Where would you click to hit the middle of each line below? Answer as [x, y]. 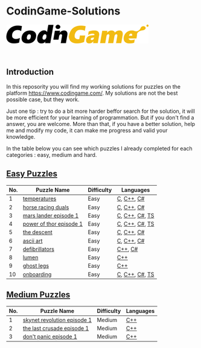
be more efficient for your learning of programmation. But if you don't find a [100, 117]
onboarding [37, 274]
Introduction [30, 72]
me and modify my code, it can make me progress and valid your [87, 130]
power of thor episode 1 [53, 224]
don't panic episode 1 [50, 337]
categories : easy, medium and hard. [52, 154]
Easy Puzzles [32, 174]
